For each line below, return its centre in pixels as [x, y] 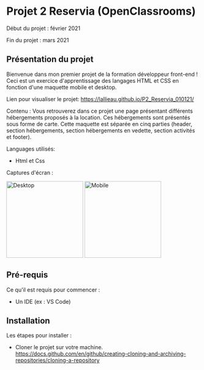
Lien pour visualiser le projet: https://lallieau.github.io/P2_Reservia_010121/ [100, 99]
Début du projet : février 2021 [43, 28]
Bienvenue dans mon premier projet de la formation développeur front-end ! [102, 74]
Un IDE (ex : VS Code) [43, 301]
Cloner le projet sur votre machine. [59, 347]
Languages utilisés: [31, 149]
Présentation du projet [50, 59]
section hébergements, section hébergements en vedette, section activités [101, 130]
